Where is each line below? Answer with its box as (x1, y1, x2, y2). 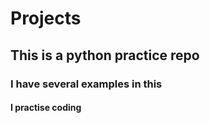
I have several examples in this (10, 77, 163, 91)
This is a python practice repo (10, 47, 200, 64)
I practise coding (10, 102, 82, 114)
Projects (10, 7, 82, 30)
